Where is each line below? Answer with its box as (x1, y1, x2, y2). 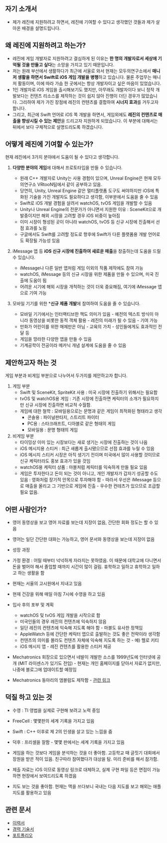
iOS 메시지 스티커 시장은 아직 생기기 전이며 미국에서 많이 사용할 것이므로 (19, 452, 161, 458)
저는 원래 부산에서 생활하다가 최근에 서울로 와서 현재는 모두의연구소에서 (12, 68, 151, 74)
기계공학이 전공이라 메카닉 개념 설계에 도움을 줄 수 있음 (19, 342, 127, 348)
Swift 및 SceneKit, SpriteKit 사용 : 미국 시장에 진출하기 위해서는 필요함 (19, 390, 158, 396)
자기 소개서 (5, 4, 37, 13)
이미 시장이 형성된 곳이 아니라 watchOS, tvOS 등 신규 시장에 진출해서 (19, 219, 155, 225)
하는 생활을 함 (17, 570, 45, 576)
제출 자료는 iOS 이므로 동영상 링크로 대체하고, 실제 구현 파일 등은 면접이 (12, 766, 151, 772)
